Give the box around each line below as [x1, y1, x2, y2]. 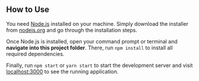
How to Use [6, 5, 50, 15]
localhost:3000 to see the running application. [6, 67, 119, 75]
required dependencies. [6, 50, 65, 58]
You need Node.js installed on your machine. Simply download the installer [6, 20, 188, 27]
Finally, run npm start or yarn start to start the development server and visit [6, 62, 193, 69]
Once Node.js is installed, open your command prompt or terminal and [6, 38, 178, 45]
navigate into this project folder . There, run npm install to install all [6, 44, 173, 51]
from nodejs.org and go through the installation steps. [6, 26, 137, 33]
